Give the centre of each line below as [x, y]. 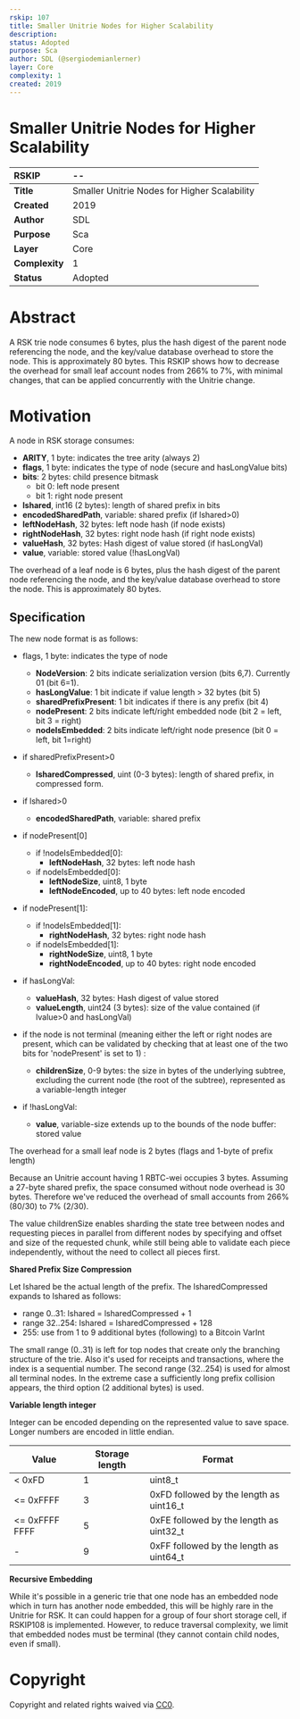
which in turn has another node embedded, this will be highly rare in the [142, 1606]
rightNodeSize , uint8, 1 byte [101, 954]
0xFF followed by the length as [214, 1546]
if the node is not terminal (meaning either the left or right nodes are [147, 1035]
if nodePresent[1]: [55, 908]
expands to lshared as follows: [65, 1297]
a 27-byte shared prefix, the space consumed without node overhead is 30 [147, 1188]
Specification [47, 617]
